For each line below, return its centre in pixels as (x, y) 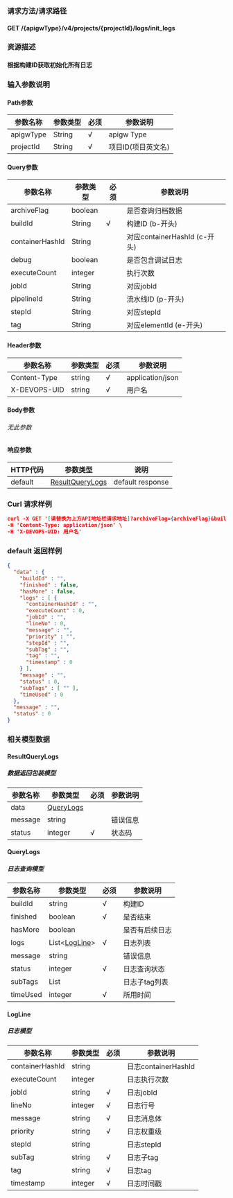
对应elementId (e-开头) (165, 325)
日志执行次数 (148, 1079)
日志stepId (144, 1144)
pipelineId (27, 299)
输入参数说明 (29, 85)
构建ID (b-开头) (152, 224)
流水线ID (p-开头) (156, 299)
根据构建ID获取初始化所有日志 (50, 65)
